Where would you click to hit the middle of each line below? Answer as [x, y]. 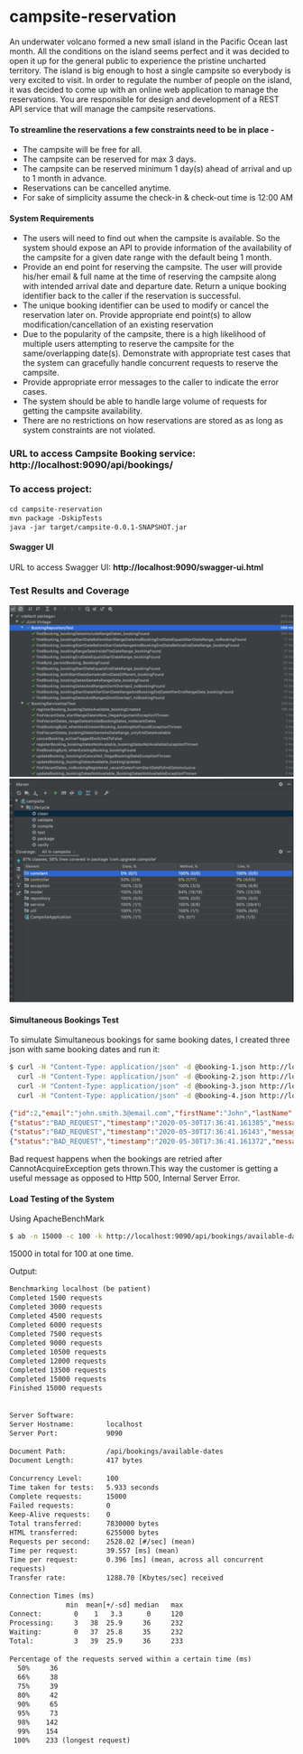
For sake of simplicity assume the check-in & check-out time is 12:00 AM [157, 198]
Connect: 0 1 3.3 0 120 [96, 1614]
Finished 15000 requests [56, 1388]
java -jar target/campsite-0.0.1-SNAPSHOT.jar [98, 527]
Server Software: [42, 1415]
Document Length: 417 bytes [76, 1460]
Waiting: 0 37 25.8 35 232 [96, 1632]
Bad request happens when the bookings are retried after [116, 1159]
